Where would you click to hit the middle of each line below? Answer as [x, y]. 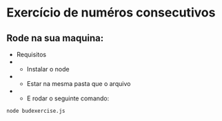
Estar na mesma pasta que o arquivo [79, 84]
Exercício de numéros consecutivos [111, 13]
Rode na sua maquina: [55, 38]
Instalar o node [48, 69]
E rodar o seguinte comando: [68, 98]
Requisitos [31, 54]
